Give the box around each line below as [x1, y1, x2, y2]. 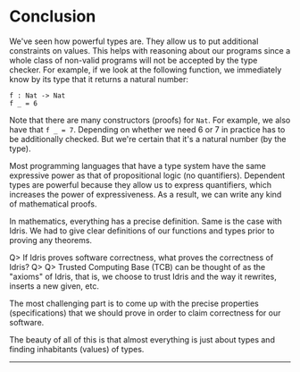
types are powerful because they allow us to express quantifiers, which [9, 179, 272, 190]
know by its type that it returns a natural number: [9, 73, 189, 84]
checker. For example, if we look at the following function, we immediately [9, 64, 282, 75]
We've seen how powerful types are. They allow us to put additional [9, 36, 259, 46]
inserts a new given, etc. [9, 280, 100, 292]
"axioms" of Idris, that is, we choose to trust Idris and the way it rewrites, [9, 271, 277, 282]
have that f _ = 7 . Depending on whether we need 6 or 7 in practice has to [9, 123, 286, 135]
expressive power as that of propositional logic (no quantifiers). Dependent [9, 170, 286, 181]
